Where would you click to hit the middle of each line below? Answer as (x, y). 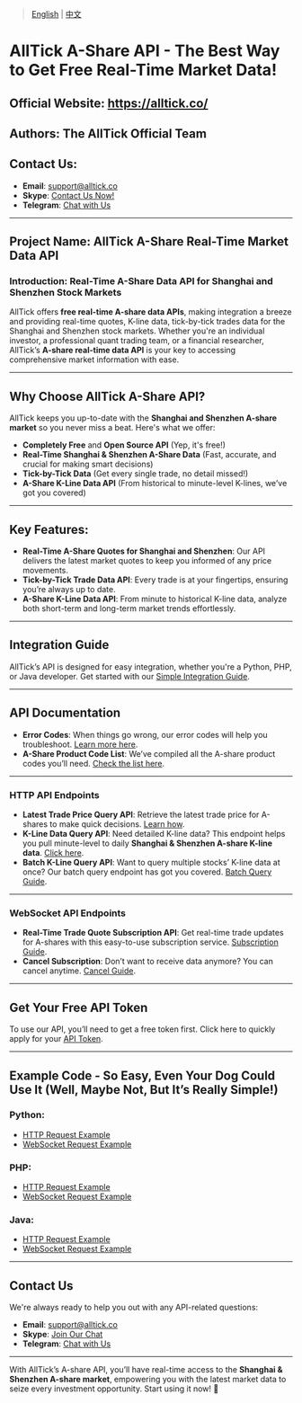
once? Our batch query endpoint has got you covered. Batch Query (147, 872)
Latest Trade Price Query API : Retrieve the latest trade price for (141, 815)
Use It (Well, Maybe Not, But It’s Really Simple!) (144, 1090)
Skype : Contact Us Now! (68, 195)
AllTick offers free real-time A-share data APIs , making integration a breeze (151, 312)
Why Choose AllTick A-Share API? (107, 396)
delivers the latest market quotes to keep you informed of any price (147, 561)
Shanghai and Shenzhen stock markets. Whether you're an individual (137, 331)
